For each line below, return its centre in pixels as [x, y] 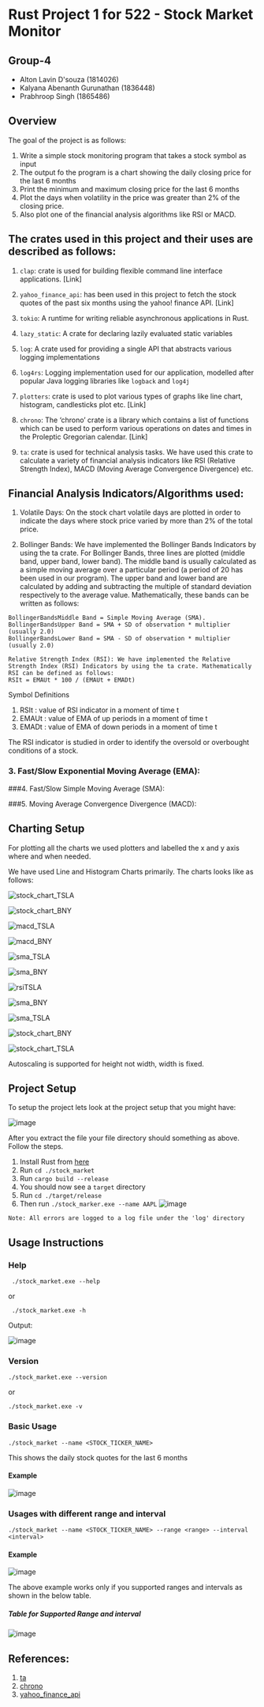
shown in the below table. [50, 1596]
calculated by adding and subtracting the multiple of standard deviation [136, 587]
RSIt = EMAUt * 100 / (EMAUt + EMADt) [72, 680]
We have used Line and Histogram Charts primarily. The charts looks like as [131, 871]
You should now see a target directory [82, 1187]
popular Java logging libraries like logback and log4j [105, 380]
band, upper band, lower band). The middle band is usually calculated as [138, 561]
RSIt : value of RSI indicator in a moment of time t [99, 710]
